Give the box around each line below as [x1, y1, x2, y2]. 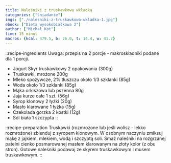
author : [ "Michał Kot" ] [5, 27, 56, 32]
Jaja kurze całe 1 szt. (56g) [12, 93, 70, 99]
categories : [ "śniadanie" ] [5, 12, 63, 17]
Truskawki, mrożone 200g [12, 71, 68, 77]
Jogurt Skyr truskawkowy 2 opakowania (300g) [12, 65, 113, 72]
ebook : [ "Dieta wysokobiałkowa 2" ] [5, 22, 81, 27]
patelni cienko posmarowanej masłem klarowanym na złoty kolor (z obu [5, 140, 156, 147]
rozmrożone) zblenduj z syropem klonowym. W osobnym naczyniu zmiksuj [5, 130, 163, 136]
